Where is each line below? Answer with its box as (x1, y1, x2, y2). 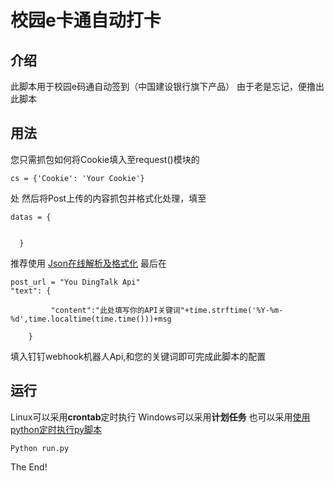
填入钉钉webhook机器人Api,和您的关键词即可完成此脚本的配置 (10, 350, 267, 362)
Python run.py (10, 443, 70, 453)
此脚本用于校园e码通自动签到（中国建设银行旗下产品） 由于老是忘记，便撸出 (10, 81, 325, 92)
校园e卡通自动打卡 (10, 9, 162, 32)
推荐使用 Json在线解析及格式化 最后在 (10, 257, 167, 269)
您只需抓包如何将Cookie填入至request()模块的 (10, 153, 200, 165)
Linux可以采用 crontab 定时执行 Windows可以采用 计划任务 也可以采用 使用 (10, 411, 311, 423)
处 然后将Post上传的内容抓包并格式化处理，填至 (10, 192, 207, 204)
